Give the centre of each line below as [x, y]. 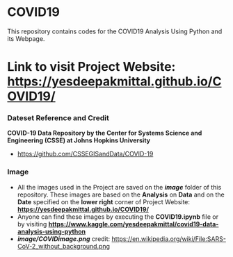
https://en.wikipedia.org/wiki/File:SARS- [169, 239]
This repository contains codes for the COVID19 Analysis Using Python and [115, 31]
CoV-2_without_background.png [63, 246]
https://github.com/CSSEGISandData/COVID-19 [85, 154]
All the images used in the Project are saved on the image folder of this [119, 187]
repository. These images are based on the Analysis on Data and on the [121, 194]
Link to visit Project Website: [91, 67]
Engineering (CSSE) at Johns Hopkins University [79, 140]
